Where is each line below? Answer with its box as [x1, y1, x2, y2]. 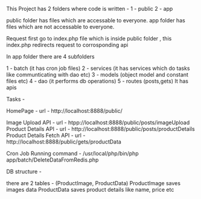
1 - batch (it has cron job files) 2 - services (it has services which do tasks [6, 65, 190, 72]
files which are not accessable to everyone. [6, 24, 115, 30]
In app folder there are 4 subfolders [6, 53, 95, 60]
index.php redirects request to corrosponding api [6, 42, 129, 48]
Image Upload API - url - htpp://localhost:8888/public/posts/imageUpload [6, 119, 190, 126]
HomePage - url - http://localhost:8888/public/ [6, 107, 123, 114]
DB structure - [6, 168, 42, 175]
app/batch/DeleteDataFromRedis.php [6, 156, 99, 163]
